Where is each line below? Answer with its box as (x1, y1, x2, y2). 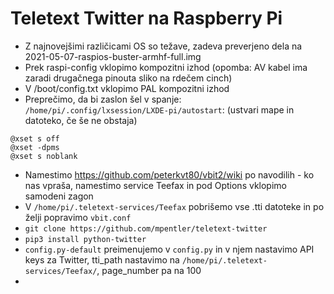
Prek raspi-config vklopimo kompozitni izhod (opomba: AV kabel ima (24, 61, 308, 73)
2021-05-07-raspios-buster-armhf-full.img (24, 50, 202, 62)
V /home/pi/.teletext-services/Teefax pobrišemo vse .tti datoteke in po (24, 200, 325, 212)
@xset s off (10, 133, 60, 144)
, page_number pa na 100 (96, 264, 202, 276)
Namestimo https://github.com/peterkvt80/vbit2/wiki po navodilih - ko (24, 168, 315, 181)
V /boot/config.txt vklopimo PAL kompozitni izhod (24, 82, 230, 94)
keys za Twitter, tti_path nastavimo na (24, 253, 180, 266)
